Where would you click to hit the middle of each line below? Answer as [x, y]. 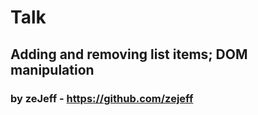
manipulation [52, 69]
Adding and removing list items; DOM [129, 54]
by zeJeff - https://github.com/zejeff [102, 98]
